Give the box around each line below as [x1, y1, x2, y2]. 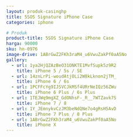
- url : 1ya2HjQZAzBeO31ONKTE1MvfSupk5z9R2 [11, 62, 117, 68]
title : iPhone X [16, 122, 57, 128]
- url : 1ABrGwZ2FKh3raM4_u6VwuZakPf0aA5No [11, 117, 117, 122]
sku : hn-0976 [6, 46, 38, 52]
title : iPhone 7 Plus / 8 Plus [16, 111, 93, 117]
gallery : [6, 57, 28, 63]
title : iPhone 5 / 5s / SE [16, 68, 83, 73]
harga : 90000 [6, 41, 38, 47]
